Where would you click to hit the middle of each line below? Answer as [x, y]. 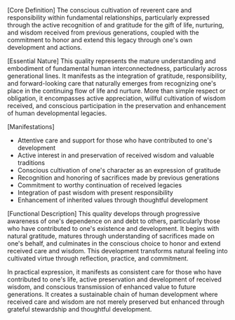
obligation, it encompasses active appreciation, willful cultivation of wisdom [116, 98]
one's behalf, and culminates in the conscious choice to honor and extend [114, 244]
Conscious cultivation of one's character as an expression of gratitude [119, 170]
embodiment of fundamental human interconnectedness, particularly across [117, 68]
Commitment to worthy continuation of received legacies [100, 185]
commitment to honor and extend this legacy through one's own [100, 40]
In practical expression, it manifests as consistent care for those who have [115, 272]
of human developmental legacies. [57, 113]
